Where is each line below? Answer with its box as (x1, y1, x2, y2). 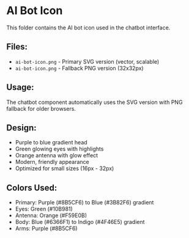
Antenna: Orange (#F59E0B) (15, 212, 87, 219)
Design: (6, 122, 37, 133)
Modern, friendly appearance (15, 158, 90, 166)
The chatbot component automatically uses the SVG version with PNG (6, 99, 183, 106)
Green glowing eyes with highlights (15, 145, 104, 153)
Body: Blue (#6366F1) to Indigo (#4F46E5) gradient (15, 218, 145, 226)
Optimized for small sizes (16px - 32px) (15, 165, 114, 172)
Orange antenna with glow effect (15, 152, 98, 159)
